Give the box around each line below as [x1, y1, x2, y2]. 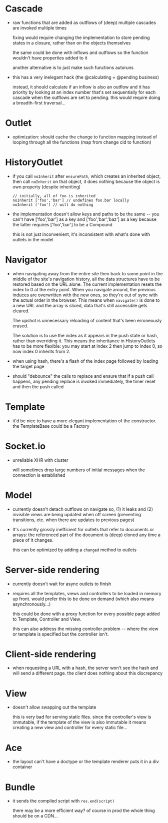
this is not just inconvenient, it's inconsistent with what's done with [12, 231, 150, 237]
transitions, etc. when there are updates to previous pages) [12, 517, 134, 523]
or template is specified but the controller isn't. [12, 631, 109, 637]
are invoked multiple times [12, 24, 67, 30]
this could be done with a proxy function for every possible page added [12, 611, 160, 617]
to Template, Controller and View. [12, 616, 81, 622]
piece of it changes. [12, 537, 54, 543]
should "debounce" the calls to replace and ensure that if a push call [12, 373, 154, 379]
